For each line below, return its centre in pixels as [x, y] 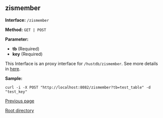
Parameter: [17, 39]
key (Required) [27, 54]
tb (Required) [26, 48]
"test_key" [16, 92]
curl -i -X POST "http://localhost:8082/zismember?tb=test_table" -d [78, 87]
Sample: [14, 78]
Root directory [20, 110]
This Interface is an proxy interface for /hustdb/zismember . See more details [82, 63]
